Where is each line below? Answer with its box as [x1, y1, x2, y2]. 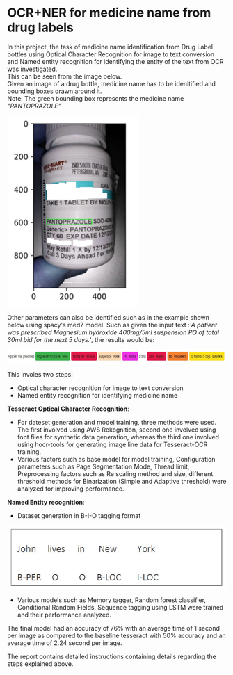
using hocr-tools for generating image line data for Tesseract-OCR [17, 440, 208, 449]
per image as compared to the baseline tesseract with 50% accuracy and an [7, 631, 226, 640]
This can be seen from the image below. [7, 72, 122, 81]
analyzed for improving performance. [17, 485, 124, 493]
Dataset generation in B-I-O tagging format [17, 512, 141, 520]
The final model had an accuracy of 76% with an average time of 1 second [7, 624, 220, 632]
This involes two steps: [7, 371, 73, 379]
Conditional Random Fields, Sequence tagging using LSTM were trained [17, 603, 224, 611]
